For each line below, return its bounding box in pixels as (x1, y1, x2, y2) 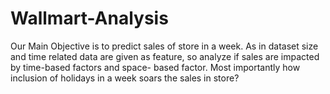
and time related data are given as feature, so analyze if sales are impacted (10, 50, 320, 62)
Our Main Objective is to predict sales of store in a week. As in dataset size (10, 40, 319, 52)
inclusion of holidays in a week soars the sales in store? (10, 72, 240, 84)
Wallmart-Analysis (10, 7, 169, 30)
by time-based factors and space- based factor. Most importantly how (10, 61, 301, 73)
